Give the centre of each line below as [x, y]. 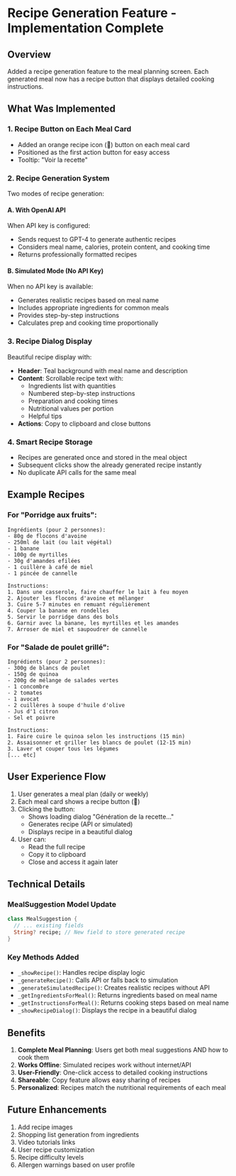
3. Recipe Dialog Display [50, 341]
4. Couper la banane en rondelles [58, 610]
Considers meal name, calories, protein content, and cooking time [114, 247]
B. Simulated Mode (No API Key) [56, 271]
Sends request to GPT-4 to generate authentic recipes [97, 239]
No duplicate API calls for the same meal [77, 472]
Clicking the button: [46, 809]
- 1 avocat [23, 699]
